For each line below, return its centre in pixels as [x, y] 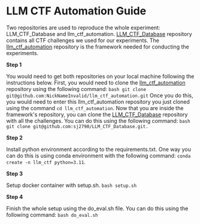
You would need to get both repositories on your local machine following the [100, 76]
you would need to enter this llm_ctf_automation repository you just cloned [98, 102]
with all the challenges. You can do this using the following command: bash [98, 120]
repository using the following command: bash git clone [76, 89]
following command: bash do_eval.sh [52, 214]
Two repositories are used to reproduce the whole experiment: [83, 28]
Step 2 [14, 137]
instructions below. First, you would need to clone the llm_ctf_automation [96, 83]
